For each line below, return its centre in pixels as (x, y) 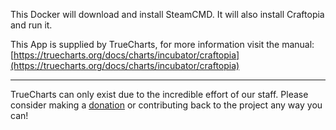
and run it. (31, 25)
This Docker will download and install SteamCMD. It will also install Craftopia (167, 14)
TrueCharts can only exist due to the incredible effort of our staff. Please (159, 94)
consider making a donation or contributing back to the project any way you (166, 105)
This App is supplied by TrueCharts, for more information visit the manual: (162, 44)
